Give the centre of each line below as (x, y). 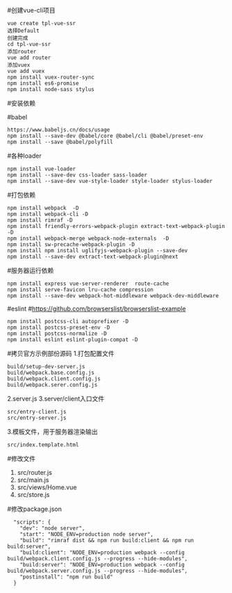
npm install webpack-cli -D (48, 214)
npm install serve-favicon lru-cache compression (81, 290)
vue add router (29, 58)
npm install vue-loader (42, 169)
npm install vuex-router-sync (51, 77)
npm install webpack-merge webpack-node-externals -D (88, 238)
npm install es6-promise (43, 83)
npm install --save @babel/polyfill (60, 142)
